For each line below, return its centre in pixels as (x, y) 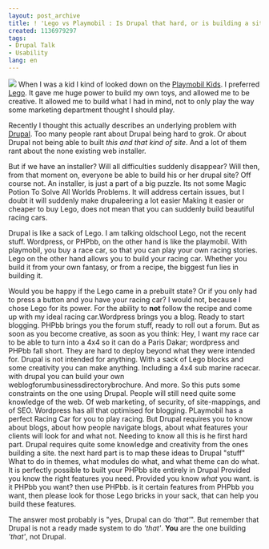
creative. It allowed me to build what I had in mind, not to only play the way (131, 101)
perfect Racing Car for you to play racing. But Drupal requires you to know (131, 418)
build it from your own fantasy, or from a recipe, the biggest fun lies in (123, 267)
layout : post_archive (44, 16)
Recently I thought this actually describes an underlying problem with (123, 125)
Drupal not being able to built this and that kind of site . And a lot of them (127, 142)
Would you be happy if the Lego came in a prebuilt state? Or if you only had (133, 291)
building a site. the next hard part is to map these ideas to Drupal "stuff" (127, 453)
